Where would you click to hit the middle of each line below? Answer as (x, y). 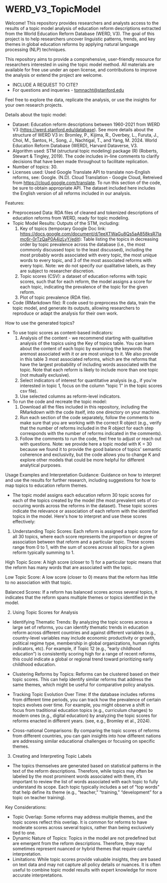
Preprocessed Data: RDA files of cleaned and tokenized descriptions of (85, 213)
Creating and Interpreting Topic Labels (52, 756)
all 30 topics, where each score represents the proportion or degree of (85, 536)
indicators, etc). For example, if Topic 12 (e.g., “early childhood (77, 648)
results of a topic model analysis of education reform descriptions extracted (83, 28)
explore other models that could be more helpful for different (82, 459)
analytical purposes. (41, 465)
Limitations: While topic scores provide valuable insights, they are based (86, 859)
